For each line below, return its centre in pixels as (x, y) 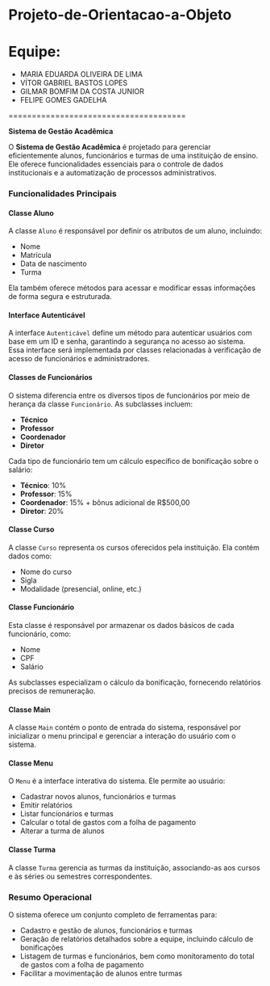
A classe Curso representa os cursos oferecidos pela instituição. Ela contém (134, 547)
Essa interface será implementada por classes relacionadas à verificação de (135, 350)
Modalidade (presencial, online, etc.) (81, 588)
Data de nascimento (53, 263)
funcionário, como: (39, 634)
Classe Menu (31, 763)
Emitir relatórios (46, 805)
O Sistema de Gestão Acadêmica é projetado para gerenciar (110, 147)
